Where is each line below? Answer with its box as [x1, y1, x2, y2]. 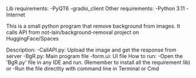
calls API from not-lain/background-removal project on [6, 29, 139, 36]
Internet [6, 11, 25, 18]
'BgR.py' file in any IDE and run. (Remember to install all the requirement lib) [6, 59, 191, 66]
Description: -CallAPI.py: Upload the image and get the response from [6, 46, 177, 53]
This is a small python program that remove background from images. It [6, 23, 181, 29]
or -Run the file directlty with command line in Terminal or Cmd [6, 65, 159, 72]
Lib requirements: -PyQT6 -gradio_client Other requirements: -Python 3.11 [6, 5, 185, 12]
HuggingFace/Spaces [6, 35, 59, 42]
